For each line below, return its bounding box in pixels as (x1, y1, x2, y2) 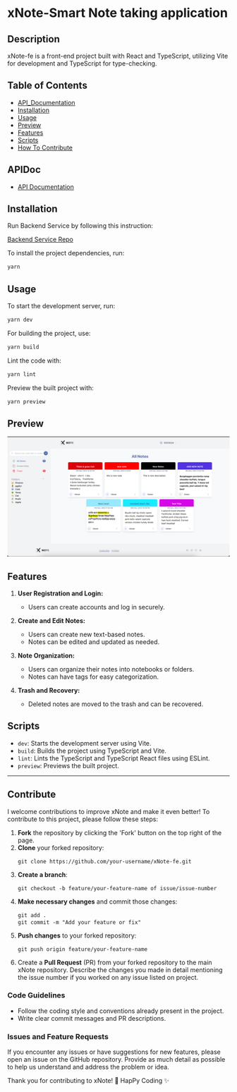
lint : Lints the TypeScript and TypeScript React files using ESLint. (17, 753, 210, 763)
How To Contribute (17, 143, 73, 152)
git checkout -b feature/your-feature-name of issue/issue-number (17, 885, 217, 892)
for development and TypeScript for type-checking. (7, 59, 157, 68)
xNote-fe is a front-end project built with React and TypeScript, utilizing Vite (7, 51, 229, 60)
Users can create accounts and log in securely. (28, 602, 166, 611)
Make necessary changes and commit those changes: (17, 897, 178, 906)
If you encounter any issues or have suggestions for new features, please (7, 1048, 221, 1056)
